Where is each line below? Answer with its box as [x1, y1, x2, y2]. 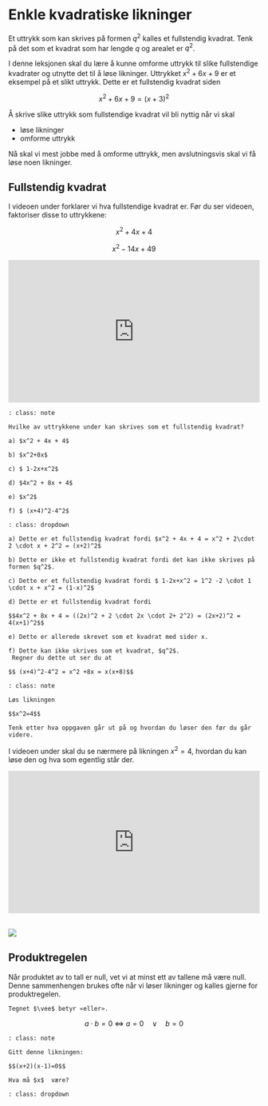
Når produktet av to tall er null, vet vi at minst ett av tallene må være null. [8, 972, 246, 981]
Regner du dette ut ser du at [11, 653, 112, 661]
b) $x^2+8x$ [8, 450, 48, 459]
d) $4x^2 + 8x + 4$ [8, 478, 73, 487]
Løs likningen [8, 696, 56, 704]
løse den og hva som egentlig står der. [8, 754, 135, 765]
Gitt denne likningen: [8, 1048, 84, 1056]
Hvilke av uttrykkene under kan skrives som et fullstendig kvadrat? [8, 422, 245, 431]
